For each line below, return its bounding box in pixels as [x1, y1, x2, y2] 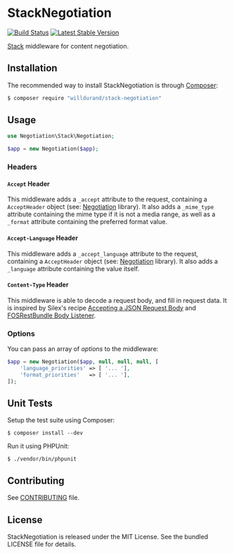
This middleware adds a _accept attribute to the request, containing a [7, 195, 207, 203]
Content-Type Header [7, 280, 69, 289]
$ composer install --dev [7, 429, 83, 437]
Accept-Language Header [7, 234, 79, 242]
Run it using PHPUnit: [7, 442, 70, 451]
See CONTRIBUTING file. [7, 493, 80, 502]
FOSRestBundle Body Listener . [7, 311, 96, 320]
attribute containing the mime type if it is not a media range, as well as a [7, 210, 216, 219]
